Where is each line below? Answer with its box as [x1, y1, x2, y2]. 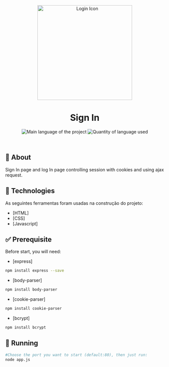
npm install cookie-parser [5, 306, 62, 311]
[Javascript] [12, 220, 38, 226]
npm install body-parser [5, 287, 58, 292]
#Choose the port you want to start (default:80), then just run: [5, 352, 148, 357]
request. [5, 172, 23, 178]
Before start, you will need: [5, 249, 62, 255]
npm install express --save [5, 268, 65, 273]
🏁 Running [5, 339, 38, 348]
